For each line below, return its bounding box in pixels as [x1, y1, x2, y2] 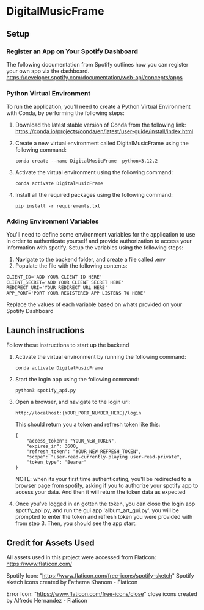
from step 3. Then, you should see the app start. [15, 520, 137, 527]
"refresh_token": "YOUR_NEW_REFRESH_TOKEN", [26, 449, 142, 455]
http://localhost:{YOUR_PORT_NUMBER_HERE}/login [15, 410, 142, 416]
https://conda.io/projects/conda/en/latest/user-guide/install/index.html [15, 128, 194, 135]
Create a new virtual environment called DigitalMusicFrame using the [15, 139, 189, 147]
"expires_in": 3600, [26, 443, 79, 450]
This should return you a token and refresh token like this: [15, 421, 161, 428]
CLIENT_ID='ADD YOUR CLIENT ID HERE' [6, 274, 103, 281]
